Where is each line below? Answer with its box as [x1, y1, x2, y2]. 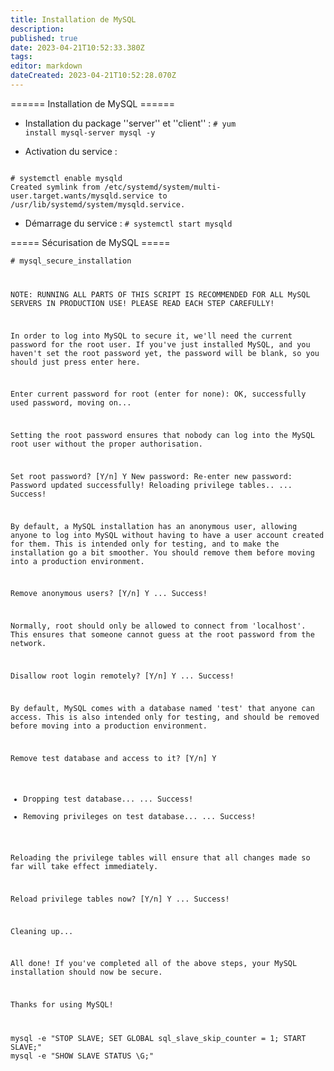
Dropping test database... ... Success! [23, 794, 194, 805]
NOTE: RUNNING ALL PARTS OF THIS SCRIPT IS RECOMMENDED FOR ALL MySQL [10, 289, 311, 300]
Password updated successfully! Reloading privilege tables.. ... [10, 480, 293, 490]
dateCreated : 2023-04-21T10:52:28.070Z [10, 71, 177, 81]
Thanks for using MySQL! [10, 1000, 114, 1010]
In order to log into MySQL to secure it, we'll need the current [10, 331, 293, 341]
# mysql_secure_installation [10, 256, 132, 266]
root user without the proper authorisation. [10, 439, 203, 450]
